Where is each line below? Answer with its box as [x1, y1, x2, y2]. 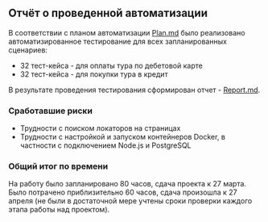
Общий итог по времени [8, 161, 109, 172]
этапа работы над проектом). [8, 205, 110, 215]
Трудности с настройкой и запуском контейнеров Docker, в [19, 132, 225, 142]
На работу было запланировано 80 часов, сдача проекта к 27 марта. [8, 179, 247, 189]
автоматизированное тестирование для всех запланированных [8, 36, 228, 46]
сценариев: [8, 44, 48, 55]
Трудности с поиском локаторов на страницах [19, 124, 181, 133]
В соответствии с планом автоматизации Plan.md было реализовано [8, 27, 245, 37]
